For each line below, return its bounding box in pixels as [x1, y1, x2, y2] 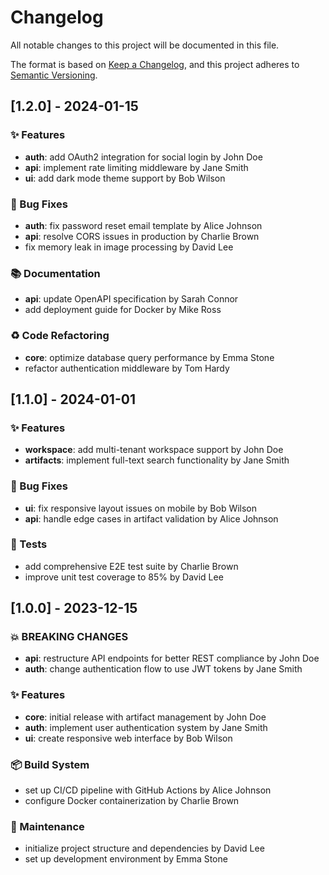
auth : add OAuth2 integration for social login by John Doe [24, 151, 263, 163]
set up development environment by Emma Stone [24, 853, 228, 865]
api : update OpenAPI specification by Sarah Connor [24, 293, 239, 305]
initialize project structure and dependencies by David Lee [24, 842, 265, 855]
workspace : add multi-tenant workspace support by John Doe [24, 444, 284, 456]
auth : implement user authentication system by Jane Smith [24, 721, 268, 733]
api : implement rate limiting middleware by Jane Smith [24, 161, 249, 173]
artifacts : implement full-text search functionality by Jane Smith [24, 454, 290, 466]
